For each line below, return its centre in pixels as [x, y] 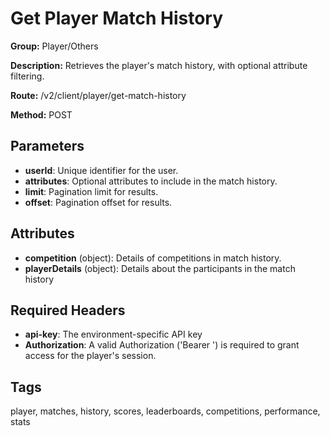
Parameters [47, 146]
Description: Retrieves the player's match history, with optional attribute [159, 65]
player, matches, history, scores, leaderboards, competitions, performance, [165, 411]
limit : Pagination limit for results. [91, 191]
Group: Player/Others [54, 46]
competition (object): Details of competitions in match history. [153, 258]
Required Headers [68, 310]
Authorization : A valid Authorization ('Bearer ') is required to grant [162, 345]
